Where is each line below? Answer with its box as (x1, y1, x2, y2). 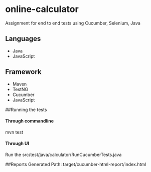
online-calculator (5, 3, 79, 15)
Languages (5, 34, 41, 43)
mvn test (5, 129, 24, 135)
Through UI (5, 140, 29, 146)
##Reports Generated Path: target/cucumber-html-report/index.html (5, 161, 146, 167)
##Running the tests (5, 106, 47, 112)
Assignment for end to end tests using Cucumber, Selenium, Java (5, 20, 140, 26)
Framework (5, 67, 42, 76)
